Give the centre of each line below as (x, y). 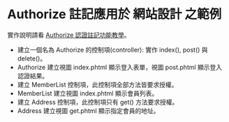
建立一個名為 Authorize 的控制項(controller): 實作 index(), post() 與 (112, 49)
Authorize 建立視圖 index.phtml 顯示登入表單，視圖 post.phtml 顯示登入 (120, 67)
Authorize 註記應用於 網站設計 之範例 (114, 14)
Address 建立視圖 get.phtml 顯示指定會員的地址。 (88, 110)
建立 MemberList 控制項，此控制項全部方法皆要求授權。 (97, 84)
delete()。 (32, 58)
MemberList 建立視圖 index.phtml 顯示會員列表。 (88, 93)
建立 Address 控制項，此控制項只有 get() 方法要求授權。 (98, 102)
